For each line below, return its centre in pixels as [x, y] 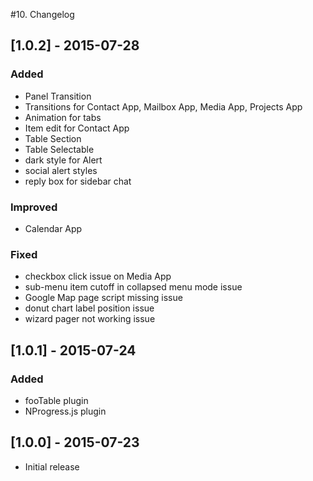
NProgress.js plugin [65, 411]
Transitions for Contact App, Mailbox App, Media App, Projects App [163, 106]
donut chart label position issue [89, 308]
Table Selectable [59, 149]
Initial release [52, 466]
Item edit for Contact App [77, 128]
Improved [34, 207]
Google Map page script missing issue [103, 298]
